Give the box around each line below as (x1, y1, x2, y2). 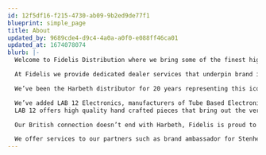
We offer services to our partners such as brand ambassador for (14, 135, 236, 143)
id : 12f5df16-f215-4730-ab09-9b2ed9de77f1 (7, 11, 150, 20)
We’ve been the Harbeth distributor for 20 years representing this (14, 84, 246, 92)
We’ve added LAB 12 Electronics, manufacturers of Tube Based (14, 99, 225, 107)
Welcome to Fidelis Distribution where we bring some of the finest (14, 56, 246, 64)
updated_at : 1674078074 (7, 41, 87, 49)
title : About (7, 26, 51, 34)
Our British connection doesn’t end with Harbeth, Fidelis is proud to (14, 121, 257, 129)
